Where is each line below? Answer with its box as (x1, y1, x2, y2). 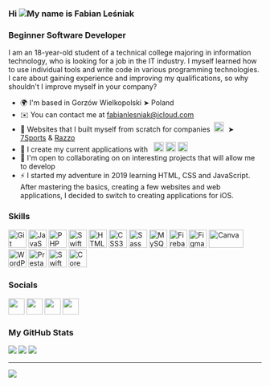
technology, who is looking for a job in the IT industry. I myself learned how (8, 56, 257, 66)
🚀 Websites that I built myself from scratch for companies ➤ (19, 124, 235, 134)
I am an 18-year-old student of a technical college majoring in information (8, 48, 252, 58)
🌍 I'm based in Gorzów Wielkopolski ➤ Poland (19, 98, 174, 108)
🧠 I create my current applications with (19, 144, 149, 154)
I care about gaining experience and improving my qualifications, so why (8, 73, 249, 83)
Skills (8, 211, 31, 222)
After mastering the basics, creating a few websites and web (19, 182, 221, 192)
